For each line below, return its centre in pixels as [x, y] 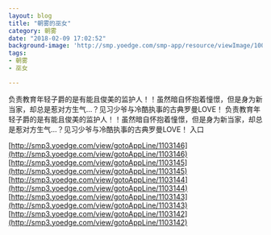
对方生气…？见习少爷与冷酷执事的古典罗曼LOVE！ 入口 [113, 129]
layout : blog [30, 16]
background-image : [39, 46]
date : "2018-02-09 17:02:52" [57, 38]
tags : [17, 53]
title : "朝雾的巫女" [40, 23]
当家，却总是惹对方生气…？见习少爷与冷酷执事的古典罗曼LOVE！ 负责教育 [131, 109]
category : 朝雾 [33, 31]
